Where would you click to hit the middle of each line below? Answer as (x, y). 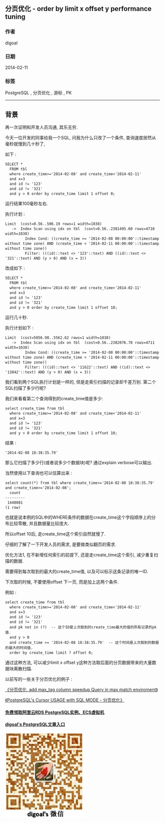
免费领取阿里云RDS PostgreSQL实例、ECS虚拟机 (55, 712)
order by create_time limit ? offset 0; (51, 653)
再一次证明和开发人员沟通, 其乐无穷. (41, 127)
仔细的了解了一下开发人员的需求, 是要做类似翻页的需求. (61, 544)
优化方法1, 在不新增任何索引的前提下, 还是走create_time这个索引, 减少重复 (80, 555)
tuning (15, 17)
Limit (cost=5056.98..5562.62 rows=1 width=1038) (58, 338)
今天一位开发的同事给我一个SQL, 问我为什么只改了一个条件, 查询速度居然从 (81, 138)
